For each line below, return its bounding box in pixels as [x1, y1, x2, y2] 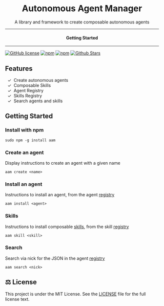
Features [5, 64, 33, 73]
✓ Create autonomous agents [7, 77, 68, 83]
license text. [5, 296, 30, 302]
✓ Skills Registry [7, 93, 42, 98]
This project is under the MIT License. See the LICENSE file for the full [5, 291, 146, 297]
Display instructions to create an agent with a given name [5, 160, 121, 166]
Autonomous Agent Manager [21, 3, 143, 14]
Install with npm [5, 127, 44, 134]
